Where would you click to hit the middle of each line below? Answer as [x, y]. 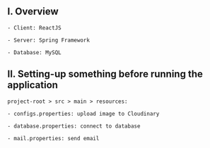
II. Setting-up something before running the [105, 74]
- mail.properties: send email [53, 138]
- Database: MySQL [34, 52]
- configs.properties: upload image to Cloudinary [83, 113]
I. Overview [33, 12]
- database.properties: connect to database [74, 126]
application [33, 85]
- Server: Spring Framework [49, 40]
